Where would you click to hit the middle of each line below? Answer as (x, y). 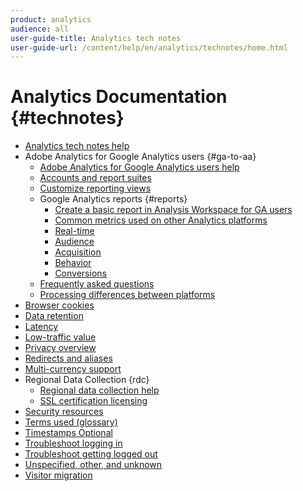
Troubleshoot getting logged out (91, 454)
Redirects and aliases (68, 358)
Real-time (74, 231)
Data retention (54, 316)
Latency (41, 327)
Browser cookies (59, 305)
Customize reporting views (95, 188)
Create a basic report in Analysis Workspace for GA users (173, 210)
